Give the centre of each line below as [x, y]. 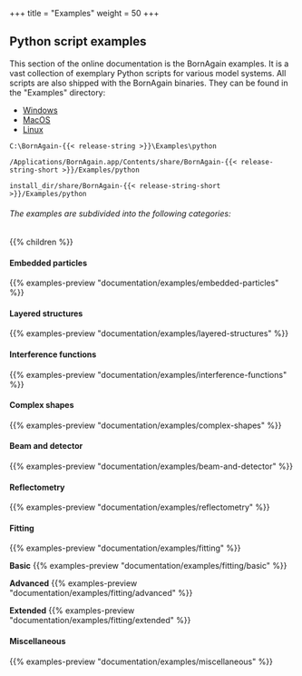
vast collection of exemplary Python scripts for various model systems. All [148, 73]
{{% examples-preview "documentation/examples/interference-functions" [148, 374]
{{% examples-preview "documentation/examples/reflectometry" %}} [140, 507]
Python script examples [78, 41]
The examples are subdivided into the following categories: [120, 214]
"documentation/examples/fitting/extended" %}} [100, 621]
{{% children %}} [42, 242]
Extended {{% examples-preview [72, 611]
